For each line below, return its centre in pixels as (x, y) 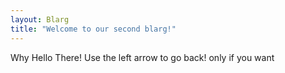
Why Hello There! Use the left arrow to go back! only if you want (142, 57)
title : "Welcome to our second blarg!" (93, 29)
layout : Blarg (40, 19)
